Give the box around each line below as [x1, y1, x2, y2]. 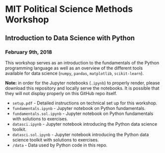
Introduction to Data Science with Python [5, 34, 135, 42]
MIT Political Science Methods [5, 3, 133, 15]
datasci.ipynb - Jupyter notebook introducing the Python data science [12, 121, 158, 127]
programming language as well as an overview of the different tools [5, 65, 143, 71]
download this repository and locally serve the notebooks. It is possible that [5, 85, 160, 91]
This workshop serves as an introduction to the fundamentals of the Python [5, 59, 160, 65]
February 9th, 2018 [5, 49, 53, 55]
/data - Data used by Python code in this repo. [12, 142, 108, 148]
